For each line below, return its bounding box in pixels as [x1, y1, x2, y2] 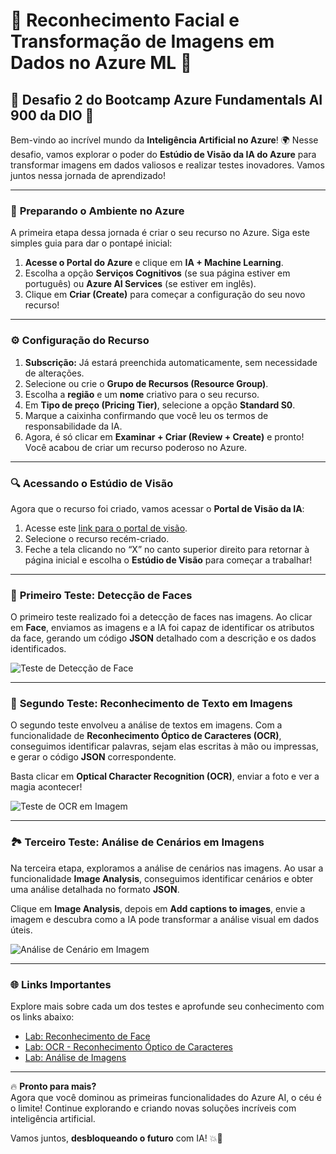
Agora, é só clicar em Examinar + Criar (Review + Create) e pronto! [24, 430, 305, 443]
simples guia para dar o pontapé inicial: [10, 237, 173, 249]
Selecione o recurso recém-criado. [24, 532, 170, 544]
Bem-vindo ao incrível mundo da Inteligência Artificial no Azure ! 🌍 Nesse [10, 134, 319, 146]
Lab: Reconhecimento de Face [24, 1030, 151, 1043]
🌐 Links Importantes [10, 977, 112, 991]
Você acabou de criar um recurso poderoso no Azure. [24, 441, 248, 453]
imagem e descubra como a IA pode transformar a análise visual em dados [10, 913, 320, 925]
